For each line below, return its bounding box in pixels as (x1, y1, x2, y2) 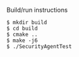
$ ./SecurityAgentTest (6, 43, 72, 50)
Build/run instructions (6, 6, 68, 14)
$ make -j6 (6, 37, 38, 44)
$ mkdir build (6, 19, 48, 26)
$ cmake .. (6, 31, 38, 38)
